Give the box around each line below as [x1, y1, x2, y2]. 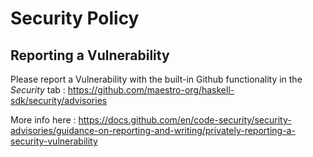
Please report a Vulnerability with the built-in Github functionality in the [10, 73, 303, 85]
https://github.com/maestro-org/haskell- [67, 84, 235, 96]
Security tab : [10, 84, 66, 96]
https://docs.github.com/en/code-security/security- [78, 114, 292, 126]
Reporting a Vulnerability [10, 47, 170, 64]
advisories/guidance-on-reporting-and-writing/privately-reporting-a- [10, 125, 296, 136]
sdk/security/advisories [10, 95, 108, 106]
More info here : [10, 114, 77, 126]
